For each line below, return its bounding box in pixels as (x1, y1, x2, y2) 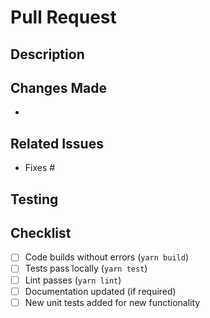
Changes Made (10, 79, 107, 96)
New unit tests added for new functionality (24, 296, 201, 308)
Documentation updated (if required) (24, 285, 177, 297)
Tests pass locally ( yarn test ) (24, 262, 148, 275)
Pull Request (10, 6, 117, 29)
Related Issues (10, 135, 104, 152)
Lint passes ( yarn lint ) (24, 274, 122, 286)
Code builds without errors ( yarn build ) (24, 251, 189, 263)
